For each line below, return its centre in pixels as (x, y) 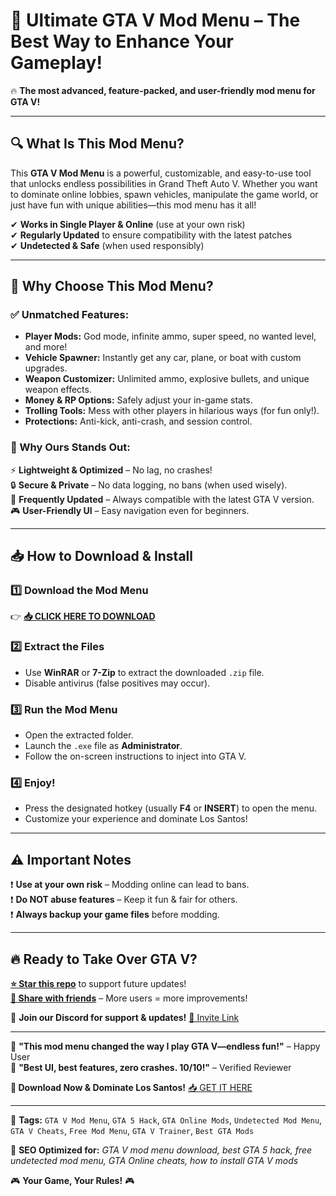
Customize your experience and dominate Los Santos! (136, 819)
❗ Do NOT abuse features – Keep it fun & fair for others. (124, 900)
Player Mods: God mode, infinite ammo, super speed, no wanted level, (170, 336)
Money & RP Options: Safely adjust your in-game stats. (138, 400)
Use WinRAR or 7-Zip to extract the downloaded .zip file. (144, 672)
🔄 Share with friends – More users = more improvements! (129, 998)
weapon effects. (58, 390)
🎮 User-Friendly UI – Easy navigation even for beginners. (130, 510)
